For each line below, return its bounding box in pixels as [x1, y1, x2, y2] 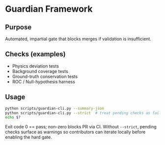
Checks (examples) [5, 50, 66, 58]
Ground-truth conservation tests [12, 73, 78, 79]
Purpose [5, 23, 32, 31]
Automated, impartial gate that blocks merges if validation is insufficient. [5, 36, 151, 42]
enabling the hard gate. [5, 134, 53, 140]
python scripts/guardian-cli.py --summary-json [5, 106, 105, 111]
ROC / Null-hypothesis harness [12, 78, 75, 84]
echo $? [5, 115, 21, 120]
